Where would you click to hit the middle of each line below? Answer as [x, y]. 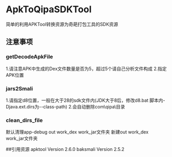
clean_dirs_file [24, 120]
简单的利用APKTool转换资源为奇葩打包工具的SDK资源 [62, 24]
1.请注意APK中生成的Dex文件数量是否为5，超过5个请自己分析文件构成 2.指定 [86, 69]
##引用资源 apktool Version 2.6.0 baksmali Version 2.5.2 [65, 149]
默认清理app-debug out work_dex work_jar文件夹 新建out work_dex [77, 132]
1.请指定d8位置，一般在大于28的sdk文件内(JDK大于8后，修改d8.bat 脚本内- [85, 100]
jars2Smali [19, 88]
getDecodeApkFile [29, 57]
